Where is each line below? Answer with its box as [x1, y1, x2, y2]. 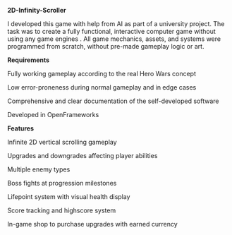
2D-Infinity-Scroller [7, 6, 66, 14]
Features [7, 124, 34, 133]
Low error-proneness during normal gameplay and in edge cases [7, 83, 197, 91]
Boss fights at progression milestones [7, 179, 117, 187]
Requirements [7, 56, 50, 64]
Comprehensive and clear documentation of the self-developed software [7, 97, 219, 105]
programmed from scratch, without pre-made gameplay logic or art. [7, 42, 204, 50]
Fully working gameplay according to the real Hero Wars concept [7, 70, 196, 78]
